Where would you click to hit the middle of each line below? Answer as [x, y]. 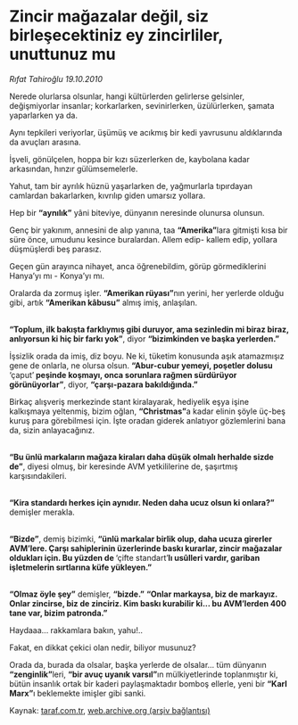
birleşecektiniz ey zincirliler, [116, 35]
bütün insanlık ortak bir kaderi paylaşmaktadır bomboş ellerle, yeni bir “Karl [148, 683]
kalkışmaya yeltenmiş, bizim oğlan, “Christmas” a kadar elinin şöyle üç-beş [147, 411]
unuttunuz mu [62, 54]
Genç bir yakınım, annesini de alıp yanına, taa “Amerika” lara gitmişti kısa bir [149, 230]
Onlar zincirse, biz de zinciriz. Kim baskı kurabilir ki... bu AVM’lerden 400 [148, 603]
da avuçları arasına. [46, 142]
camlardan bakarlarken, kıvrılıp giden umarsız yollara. [108, 195]
